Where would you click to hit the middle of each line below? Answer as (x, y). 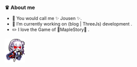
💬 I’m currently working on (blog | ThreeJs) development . (72, 24)
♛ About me (20, 7)
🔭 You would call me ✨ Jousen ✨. (47, 18)
